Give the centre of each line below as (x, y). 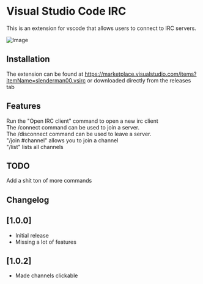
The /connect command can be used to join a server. (73, 127)
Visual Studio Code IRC (66, 11)
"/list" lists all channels (35, 147)
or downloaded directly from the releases (139, 80)
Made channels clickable (46, 275)
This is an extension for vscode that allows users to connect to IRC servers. (102, 28)
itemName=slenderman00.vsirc (46, 80)
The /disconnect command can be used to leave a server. (79, 134)
